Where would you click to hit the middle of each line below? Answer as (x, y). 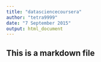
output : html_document (35, 29)
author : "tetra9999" (32, 17)
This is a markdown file (50, 53)
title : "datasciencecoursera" (44, 12)
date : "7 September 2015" (38, 23)
